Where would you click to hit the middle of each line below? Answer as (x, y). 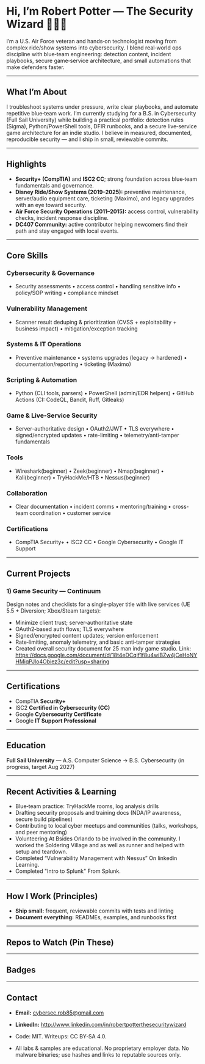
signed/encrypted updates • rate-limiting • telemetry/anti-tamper (97, 435)
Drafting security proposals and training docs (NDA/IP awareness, (98, 813)
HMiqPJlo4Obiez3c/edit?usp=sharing (62, 661)
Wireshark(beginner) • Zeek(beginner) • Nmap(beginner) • (89, 471)
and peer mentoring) (41, 833)
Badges (21, 970)
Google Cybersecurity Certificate (58, 714)
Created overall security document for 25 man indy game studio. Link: (103, 649)
